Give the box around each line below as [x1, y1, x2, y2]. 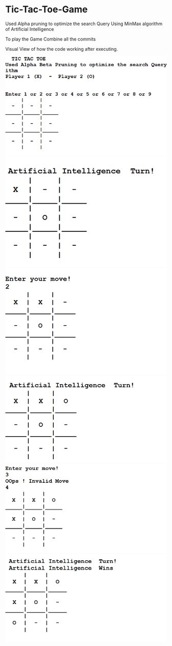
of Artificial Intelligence [5, 26, 54, 32]
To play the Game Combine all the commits [5, 36, 96, 42]
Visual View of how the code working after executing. [5, 46, 118, 52]
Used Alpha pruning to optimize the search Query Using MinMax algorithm [5, 21, 163, 27]
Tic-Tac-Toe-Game [5, 4, 88, 15]
